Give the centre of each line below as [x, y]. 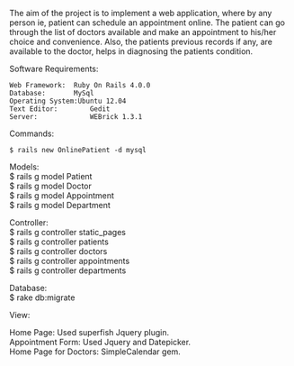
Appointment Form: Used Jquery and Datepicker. [100, 342]
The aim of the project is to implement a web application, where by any [141, 13]
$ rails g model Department [60, 205]
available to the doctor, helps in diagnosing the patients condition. [131, 51]
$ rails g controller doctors [58, 251]
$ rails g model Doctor [51, 186]
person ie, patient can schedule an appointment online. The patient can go [147, 23]
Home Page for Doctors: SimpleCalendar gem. [95, 352]
